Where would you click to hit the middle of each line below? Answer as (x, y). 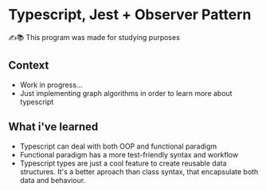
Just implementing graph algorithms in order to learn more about (126, 93)
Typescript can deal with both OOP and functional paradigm (118, 146)
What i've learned (53, 127)
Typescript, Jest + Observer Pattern (130, 15)
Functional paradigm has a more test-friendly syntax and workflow (129, 154)
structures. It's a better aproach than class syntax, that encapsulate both (139, 171)
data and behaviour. (53, 180)
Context (29, 66)
